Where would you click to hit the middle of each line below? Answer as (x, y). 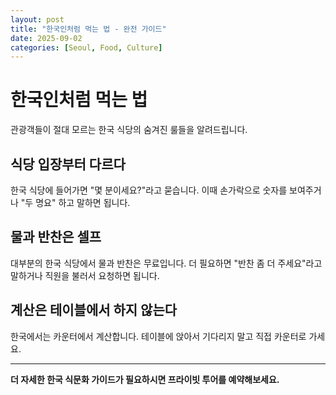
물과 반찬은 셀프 (56, 237)
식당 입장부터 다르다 (68, 164)
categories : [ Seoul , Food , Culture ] (86, 47)
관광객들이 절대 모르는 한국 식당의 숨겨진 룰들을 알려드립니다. (129, 130)
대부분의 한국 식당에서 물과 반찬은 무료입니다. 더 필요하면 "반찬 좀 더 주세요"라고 (166, 263)
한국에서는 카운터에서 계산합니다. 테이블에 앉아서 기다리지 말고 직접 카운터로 (158, 336)
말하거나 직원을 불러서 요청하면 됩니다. (85, 275)
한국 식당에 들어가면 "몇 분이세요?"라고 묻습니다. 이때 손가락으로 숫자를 (149, 190)
